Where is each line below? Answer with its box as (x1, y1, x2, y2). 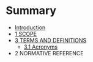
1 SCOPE (14, 30, 37, 37)
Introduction (14, 24, 46, 31)
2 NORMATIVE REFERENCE (14, 49, 84, 57)
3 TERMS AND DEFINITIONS (14, 36, 87, 44)
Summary (6, 4, 56, 18)
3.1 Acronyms (23, 43, 58, 50)
